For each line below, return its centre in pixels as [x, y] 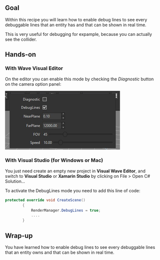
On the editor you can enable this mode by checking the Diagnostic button [80, 79]
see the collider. [21, 39]
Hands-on [21, 54]
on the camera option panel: [33, 84]
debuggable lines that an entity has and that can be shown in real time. [76, 25]
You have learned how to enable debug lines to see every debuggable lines [80, 247]
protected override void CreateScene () [45, 200]
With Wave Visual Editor [34, 68]
